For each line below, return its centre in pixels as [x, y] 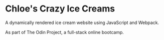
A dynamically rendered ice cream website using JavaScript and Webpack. [82, 22]
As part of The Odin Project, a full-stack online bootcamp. [65, 32]
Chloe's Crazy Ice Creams [60, 9]
